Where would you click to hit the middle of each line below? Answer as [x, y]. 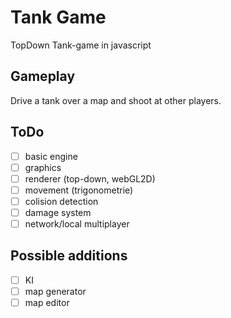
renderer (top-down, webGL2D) [90, 178]
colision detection [61, 201]
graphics [43, 167]
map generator [55, 291]
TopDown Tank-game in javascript [81, 45]
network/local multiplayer [77, 223]
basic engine [51, 156]
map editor [47, 302]
